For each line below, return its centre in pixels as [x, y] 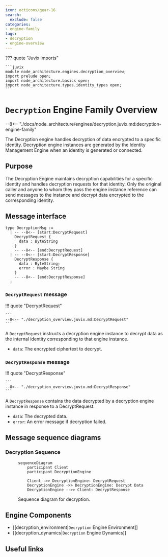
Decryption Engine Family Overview [81, 110]
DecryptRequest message [36, 294]
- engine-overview [25, 43]
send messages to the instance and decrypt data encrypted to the [75, 195]
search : [13, 15]
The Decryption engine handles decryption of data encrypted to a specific [83, 139]
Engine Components [38, 515]
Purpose [19, 166]
